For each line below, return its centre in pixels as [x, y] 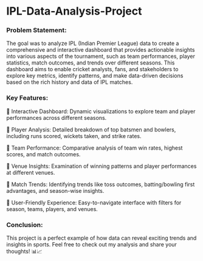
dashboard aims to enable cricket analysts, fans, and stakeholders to [92, 69]
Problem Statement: [36, 30]
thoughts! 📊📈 [24, 251]
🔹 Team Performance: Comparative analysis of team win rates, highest [95, 148]
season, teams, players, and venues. [52, 209]
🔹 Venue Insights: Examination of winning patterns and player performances [101, 166]
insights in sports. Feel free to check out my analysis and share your [92, 245]
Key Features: [27, 98]
